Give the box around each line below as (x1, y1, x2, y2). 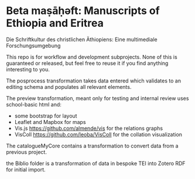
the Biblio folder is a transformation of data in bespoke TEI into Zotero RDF (6, 160, 186, 167)
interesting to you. (6, 66, 50, 73)
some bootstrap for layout (14, 112, 77, 119)
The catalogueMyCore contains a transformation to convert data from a (6, 142, 179, 149)
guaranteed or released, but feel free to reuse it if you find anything (6, 60, 169, 67)
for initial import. (6, 166, 46, 173)
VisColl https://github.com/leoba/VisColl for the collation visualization (14, 130, 183, 138)
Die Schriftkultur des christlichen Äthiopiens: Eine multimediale (6, 36, 158, 43)
